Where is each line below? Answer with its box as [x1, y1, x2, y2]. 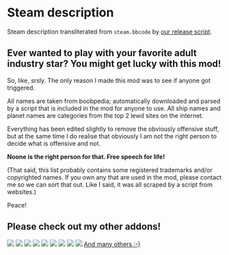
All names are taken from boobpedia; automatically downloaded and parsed [7, 97, 221, 105]
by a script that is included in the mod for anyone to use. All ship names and [7, 104, 221, 112]
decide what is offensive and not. [7, 139, 101, 147]
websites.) [7, 187, 36, 196]
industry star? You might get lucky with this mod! [7, 58, 221, 70]
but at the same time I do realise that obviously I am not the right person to [7, 132, 217, 140]
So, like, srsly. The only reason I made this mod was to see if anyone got [7, 76, 211, 84]
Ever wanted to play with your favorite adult [7, 47, 197, 59]
